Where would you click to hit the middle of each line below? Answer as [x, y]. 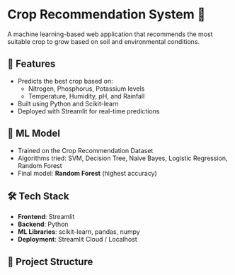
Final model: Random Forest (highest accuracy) [87, 173]
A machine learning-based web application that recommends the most [110, 34]
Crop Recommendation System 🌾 [107, 15]
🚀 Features [31, 64]
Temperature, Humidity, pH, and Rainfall [86, 96]
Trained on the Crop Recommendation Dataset [85, 150]
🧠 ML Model [34, 134]
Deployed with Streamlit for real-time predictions [88, 111]
